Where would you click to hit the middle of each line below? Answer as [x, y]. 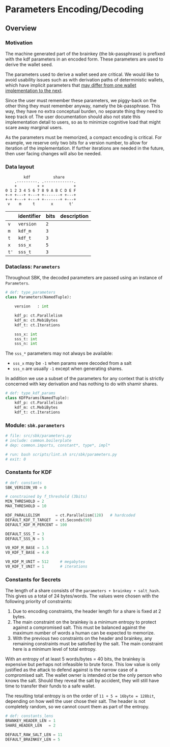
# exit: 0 [16, 459]
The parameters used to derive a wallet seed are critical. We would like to [82, 74]
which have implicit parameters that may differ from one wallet [71, 85]
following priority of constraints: [39, 601]
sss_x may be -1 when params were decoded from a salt [72, 363]
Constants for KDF [29, 472]
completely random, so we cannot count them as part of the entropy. [77, 707]
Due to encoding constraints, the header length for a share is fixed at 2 [87, 611]
